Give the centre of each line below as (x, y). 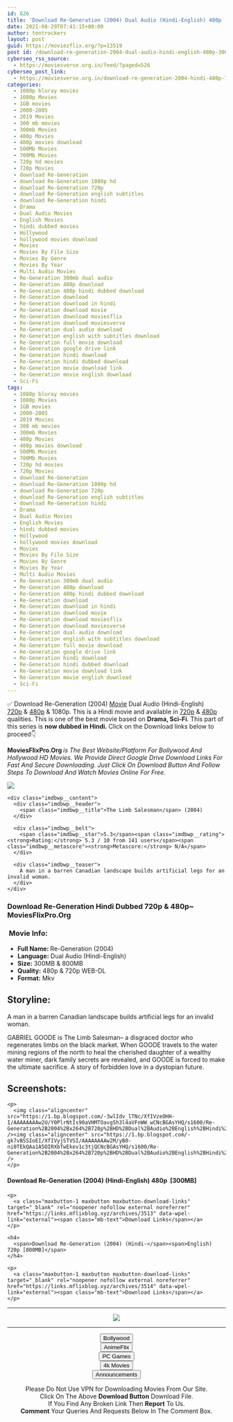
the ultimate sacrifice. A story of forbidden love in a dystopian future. (106, 1067)
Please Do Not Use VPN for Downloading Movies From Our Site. (116, 1389)
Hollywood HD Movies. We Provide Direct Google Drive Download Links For (115, 757)
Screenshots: (37, 1089)
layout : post (26, 40)
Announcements (116, 1375)
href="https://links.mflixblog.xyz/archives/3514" (82, 1286)
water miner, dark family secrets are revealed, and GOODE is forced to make (116, 1059)
